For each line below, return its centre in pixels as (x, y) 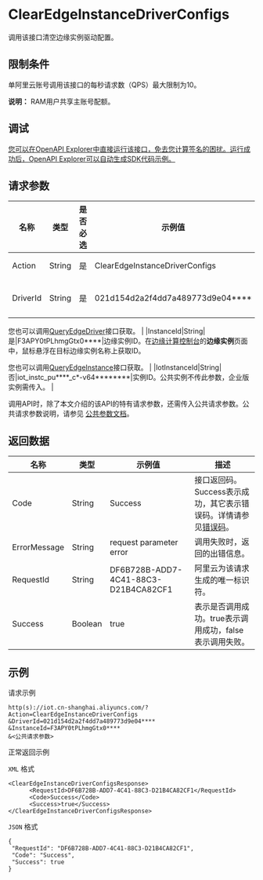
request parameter (144, 542)
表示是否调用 (218, 607)
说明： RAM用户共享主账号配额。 (61, 101)
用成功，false (219, 630)
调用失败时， (218, 542)
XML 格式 (22, 769)
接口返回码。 (218, 480)
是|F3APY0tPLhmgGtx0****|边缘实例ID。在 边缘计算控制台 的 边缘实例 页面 (128, 341)
